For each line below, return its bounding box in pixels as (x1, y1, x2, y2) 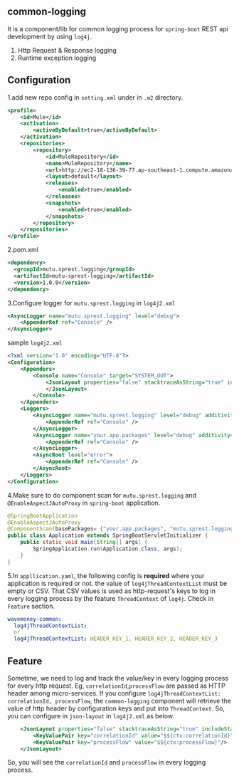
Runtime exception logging (17, 53, 97, 62)
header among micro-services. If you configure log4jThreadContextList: (7, 688, 222, 697)
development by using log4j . (7, 32, 92, 41)
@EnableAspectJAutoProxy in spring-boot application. (7, 498, 161, 507)
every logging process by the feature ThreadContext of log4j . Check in (7, 594, 214, 602)
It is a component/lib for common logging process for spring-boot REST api (7, 24, 229, 33)
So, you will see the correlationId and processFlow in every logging (7, 758, 206, 767)
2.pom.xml (7, 246, 39, 254)
